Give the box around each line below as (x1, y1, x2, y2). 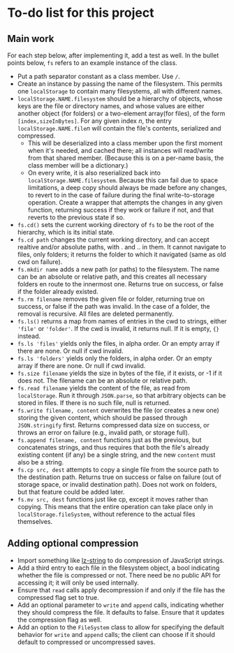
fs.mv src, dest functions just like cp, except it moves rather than (17, 495, 208, 504)
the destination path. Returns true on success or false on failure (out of (17, 473, 221, 481)
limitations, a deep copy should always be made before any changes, (27, 184, 227, 191)
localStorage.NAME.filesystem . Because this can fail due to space (27, 176, 219, 184)
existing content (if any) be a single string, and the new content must (17, 450, 216, 459)
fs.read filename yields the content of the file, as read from (17, 384, 191, 392)
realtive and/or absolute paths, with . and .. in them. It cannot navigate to (17, 243, 226, 251)
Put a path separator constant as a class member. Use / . (17, 72, 180, 80)
